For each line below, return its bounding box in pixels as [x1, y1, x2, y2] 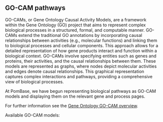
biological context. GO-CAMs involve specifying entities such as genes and [5, 53, 157, 59]
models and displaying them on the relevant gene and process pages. [5, 93, 145, 99]
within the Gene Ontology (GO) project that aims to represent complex [5, 22, 146, 28]
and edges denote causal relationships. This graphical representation [5, 68, 144, 74]
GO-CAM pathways [5, 4, 66, 12]
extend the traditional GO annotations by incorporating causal [18, 32, 143, 38]
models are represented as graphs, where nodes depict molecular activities [5, 63, 157, 69]
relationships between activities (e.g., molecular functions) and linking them [5, 37, 158, 43]
